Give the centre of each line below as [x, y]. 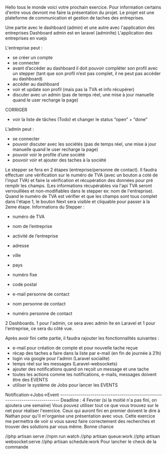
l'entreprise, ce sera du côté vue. [39, 328]
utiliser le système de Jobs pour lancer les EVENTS [65, 385]
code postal [25, 284]
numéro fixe [25, 275]
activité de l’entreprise [35, 236]
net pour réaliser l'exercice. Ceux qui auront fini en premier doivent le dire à [83, 410]
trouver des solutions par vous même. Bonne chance [59, 426]
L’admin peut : [20, 129]
